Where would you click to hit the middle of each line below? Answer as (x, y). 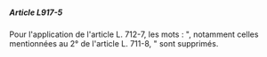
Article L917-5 (36, 12)
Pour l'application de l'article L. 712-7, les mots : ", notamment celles (134, 34)
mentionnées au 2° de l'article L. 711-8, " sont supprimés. (114, 43)
